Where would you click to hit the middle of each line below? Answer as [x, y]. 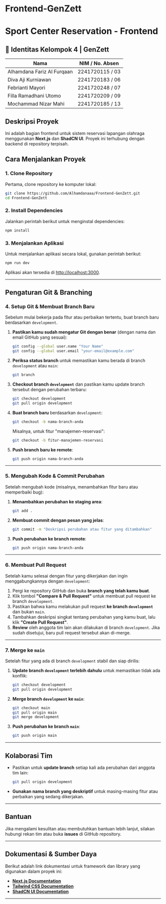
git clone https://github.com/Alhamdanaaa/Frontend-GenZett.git [73, 193]
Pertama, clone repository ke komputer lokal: [51, 184]
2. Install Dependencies [34, 211]
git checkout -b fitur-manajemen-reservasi [58, 440]
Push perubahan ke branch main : [46, 726]
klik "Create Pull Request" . [40, 622]
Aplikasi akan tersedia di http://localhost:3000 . [53, 272]
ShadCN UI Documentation [41, 891]
